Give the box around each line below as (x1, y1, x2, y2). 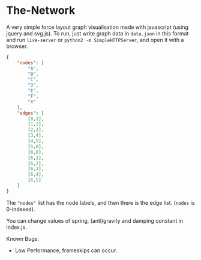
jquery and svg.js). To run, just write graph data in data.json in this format (6, 29, 189, 37)
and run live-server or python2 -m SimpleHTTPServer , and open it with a (6, 36, 184, 43)
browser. (6, 43, 28, 50)
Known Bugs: (6, 235, 39, 242)
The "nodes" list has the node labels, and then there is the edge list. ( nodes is (6, 199, 195, 206)
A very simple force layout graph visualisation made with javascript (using (6, 23, 189, 31)
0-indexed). (6, 205, 35, 213)
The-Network (6, 4, 76, 17)
